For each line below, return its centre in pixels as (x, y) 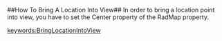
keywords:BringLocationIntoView (54, 30)
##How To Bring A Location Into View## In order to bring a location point (111, 10)
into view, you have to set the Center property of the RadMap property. (108, 17)
